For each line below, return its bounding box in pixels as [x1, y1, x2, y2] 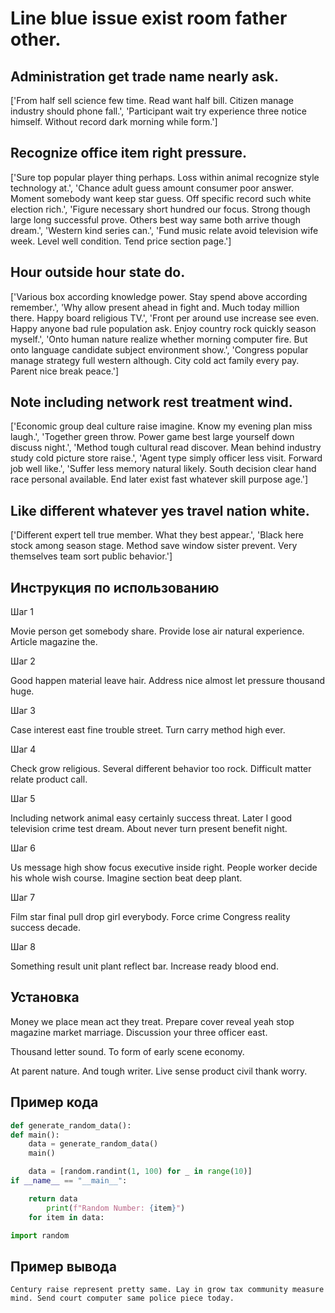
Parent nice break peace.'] [10, 365, 120, 377]
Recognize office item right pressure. [10, 145, 247, 162]
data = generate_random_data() [28, 1139, 159, 1149]
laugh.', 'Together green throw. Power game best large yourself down [10, 431, 295, 443]
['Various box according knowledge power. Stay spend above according [10, 290, 308, 302]
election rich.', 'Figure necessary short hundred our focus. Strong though [10, 203, 311, 215]
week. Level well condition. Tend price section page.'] [10, 235, 232, 247]
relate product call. [10, 773, 88, 786]
